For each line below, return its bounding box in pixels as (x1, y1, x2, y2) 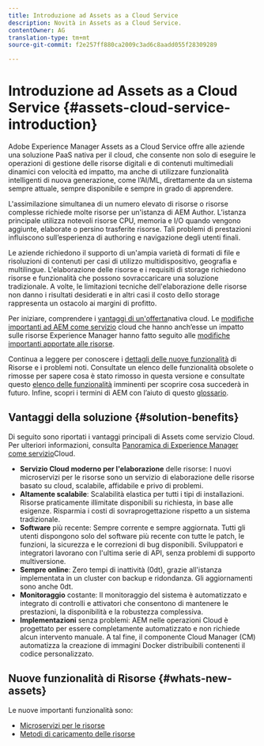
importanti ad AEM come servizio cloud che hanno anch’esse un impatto (8, 322, 244, 332)
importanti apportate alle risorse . (8, 339, 115, 349)
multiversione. (19, 556, 66, 566)
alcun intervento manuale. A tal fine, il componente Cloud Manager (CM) (19, 632, 256, 642)
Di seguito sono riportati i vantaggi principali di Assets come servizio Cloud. (8, 432, 255, 441)
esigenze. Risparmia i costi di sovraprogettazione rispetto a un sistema (19, 506, 251, 515)
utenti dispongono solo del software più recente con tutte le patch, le (19, 531, 245, 540)
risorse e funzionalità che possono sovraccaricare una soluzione (8, 274, 219, 283)
